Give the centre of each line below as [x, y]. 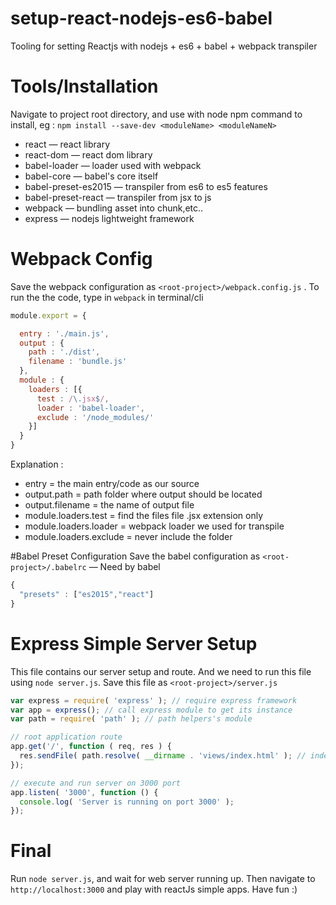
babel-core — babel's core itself [91, 176]
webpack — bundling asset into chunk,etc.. [114, 208]
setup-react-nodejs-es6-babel [141, 18]
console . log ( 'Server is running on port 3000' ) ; [127, 802]
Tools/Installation [84, 86]
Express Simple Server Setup [134, 643]
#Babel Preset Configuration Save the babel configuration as [135, 556]
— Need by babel [124, 567]
